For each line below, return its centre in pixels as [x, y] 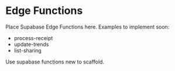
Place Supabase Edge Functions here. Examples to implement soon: [88, 27]
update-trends [31, 44]
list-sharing [28, 50]
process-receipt [33, 38]
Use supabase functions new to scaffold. [55, 62]
